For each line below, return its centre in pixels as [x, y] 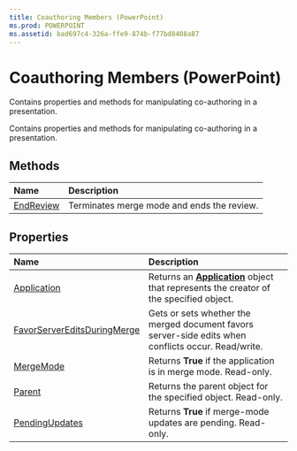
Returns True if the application [212, 361]
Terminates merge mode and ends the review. [163, 206]
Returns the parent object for [209, 386]
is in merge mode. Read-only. [210, 371]
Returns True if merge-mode [209, 411]
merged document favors [201, 324]
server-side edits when [198, 335]
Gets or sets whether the [200, 313]
